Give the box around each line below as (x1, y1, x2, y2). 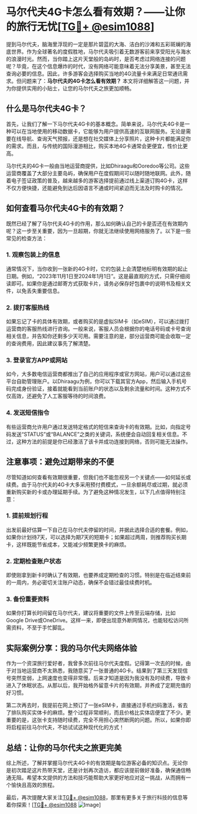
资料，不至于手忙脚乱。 (11, 624, 68, 631)
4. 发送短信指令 (6, 409, 50, 417)
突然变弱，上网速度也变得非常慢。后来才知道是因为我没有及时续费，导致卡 (11, 675, 191, 682)
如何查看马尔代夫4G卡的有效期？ (6, 203, 125, 213)
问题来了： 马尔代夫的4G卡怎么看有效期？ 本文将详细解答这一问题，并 (21, 77, 189, 84)
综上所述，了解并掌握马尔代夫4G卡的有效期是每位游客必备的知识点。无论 (6, 759, 183, 766)
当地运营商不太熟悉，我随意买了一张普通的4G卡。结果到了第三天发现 (16, 667, 183, 674)
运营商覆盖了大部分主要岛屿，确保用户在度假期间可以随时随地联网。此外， (6, 169, 186, 176)
